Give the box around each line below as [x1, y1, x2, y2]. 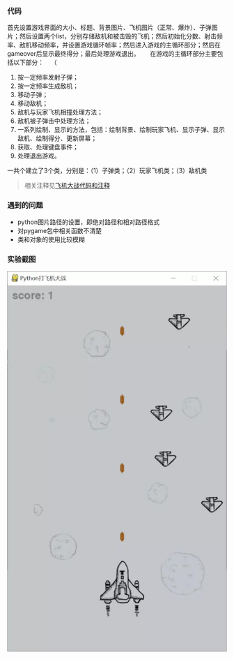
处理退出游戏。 [17, 151, 61, 160]
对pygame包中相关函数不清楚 [17, 226, 102, 235]
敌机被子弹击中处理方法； [17, 117, 91, 125]
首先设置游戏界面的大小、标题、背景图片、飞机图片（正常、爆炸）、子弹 [7, 23, 212, 32]
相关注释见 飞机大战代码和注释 [24, 182, 110, 190]
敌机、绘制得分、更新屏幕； [17, 134, 97, 142]
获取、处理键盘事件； [17, 143, 79, 151]
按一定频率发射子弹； [17, 73, 79, 82]
